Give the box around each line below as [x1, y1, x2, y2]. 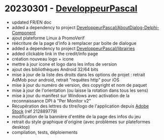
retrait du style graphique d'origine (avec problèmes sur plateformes [11, 119, 151, 125]
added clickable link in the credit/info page [11, 50, 98, 57]
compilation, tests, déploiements [11, 129, 78, 135]
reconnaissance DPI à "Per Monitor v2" [11, 98, 91, 104]
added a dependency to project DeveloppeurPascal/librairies [11, 45, 135, 51]
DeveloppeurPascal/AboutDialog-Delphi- [76, 24, 160, 30]
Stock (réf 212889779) [11, 108, 57, 114]
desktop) [11, 124, 30, 130]
